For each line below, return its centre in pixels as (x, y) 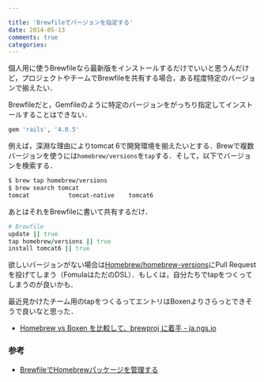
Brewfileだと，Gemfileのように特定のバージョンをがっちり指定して (117, 105)
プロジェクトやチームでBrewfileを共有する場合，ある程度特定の (125, 78)
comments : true (33, 37)
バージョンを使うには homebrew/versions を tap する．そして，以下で (116, 156)
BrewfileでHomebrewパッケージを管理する (89, 369)
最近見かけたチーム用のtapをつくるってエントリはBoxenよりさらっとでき (127, 301)
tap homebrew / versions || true (60, 241)
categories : (28, 44)
